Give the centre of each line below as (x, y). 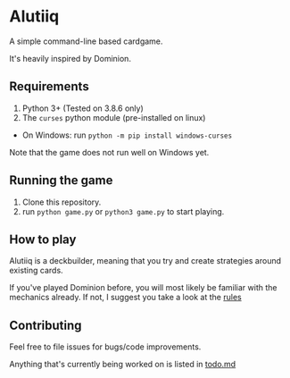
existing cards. (37, 271)
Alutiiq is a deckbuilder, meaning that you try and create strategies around (145, 261)
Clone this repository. (62, 202)
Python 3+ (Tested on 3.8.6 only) (83, 108)
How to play (43, 239)
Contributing (46, 325)
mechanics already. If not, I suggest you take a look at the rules (126, 298)
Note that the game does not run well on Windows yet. (109, 152)
